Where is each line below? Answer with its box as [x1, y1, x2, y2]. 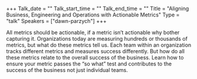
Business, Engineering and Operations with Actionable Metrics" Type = [6, 11, 180, 18]
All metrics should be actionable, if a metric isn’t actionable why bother [6, 29, 180, 36]
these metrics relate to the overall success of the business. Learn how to [6, 54, 184, 61]
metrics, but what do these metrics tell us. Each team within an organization [6, 41, 192, 48]
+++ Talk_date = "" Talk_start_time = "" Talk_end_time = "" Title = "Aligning [6, 5, 189, 12]
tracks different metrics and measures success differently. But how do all [6, 48, 185, 55]
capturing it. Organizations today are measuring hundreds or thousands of [6, 35, 188, 42]
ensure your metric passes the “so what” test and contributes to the [6, 60, 172, 67]
